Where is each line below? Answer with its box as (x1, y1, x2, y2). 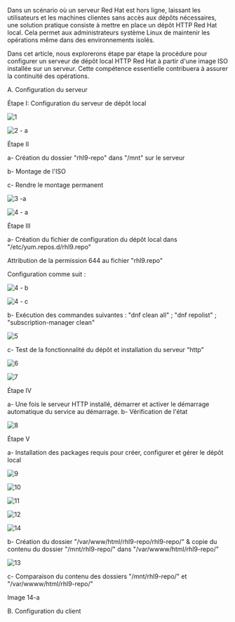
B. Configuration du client (7, 607, 81, 615)
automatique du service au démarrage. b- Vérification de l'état (7, 408, 188, 415)
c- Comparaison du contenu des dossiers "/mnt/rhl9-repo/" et (7, 572, 187, 581)
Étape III (7, 221, 31, 230)
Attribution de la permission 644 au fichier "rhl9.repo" (7, 257, 163, 264)
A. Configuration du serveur (7, 86, 88, 93)
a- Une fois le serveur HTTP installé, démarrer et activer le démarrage (7, 400, 210, 408)
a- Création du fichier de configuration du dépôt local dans (7, 235, 177, 243)
